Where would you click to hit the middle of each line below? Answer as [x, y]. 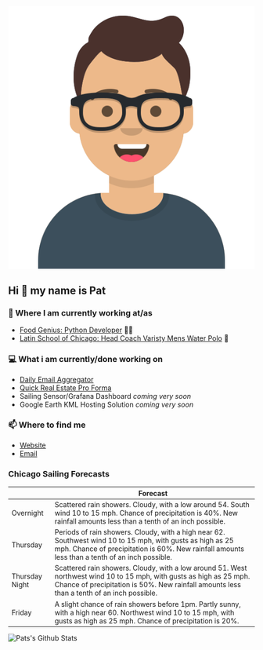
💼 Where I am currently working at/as [80, 312]
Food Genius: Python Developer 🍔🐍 [76, 330]
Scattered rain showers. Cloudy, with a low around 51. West [151, 568]
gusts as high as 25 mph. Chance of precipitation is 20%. [147, 621]
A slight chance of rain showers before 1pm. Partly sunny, [148, 604]
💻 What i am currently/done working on [85, 360]
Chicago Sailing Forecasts [59, 473]
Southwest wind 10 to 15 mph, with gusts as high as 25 [144, 541]
